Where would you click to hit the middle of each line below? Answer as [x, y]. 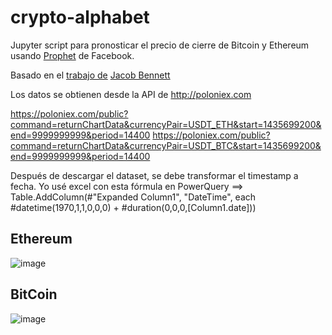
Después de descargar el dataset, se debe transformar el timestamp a [154, 175]
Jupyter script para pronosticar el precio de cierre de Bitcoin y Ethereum [160, 45]
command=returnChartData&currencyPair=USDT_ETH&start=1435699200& [166, 124]
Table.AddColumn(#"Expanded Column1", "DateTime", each [133, 197]
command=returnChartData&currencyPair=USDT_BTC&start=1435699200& [166, 145]
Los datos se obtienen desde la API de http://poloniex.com [131, 94]
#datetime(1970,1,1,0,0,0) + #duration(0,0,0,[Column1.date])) [133, 207]
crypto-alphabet [80, 17]
